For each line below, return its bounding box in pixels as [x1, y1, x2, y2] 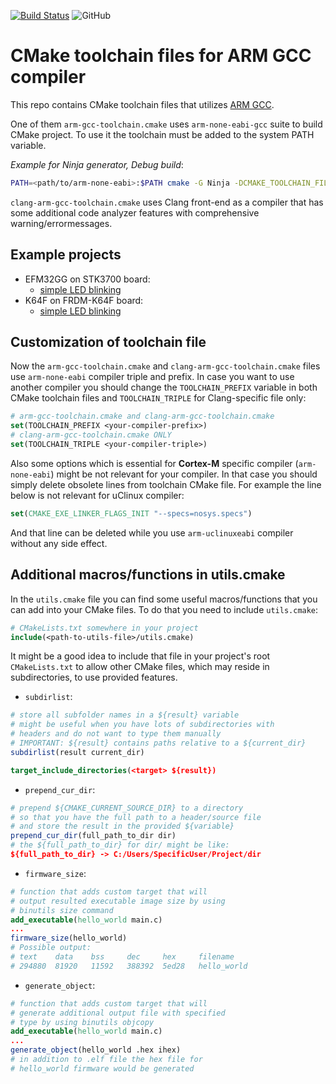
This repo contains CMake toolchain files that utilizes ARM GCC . [10, 98, 275, 110]
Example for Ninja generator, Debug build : [10, 158, 184, 170]
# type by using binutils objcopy [10, 1017, 155, 1027]
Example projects [10, 246, 122, 264]
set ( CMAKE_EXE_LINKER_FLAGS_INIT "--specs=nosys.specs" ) [10, 508, 253, 519]
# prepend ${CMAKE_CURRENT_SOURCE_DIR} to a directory [10, 803, 244, 813]
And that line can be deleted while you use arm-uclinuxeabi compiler [10, 526, 294, 539]
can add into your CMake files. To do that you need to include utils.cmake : [10, 603, 319, 615]
